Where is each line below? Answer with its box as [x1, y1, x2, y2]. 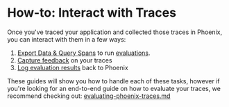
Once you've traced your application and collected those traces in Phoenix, [7, 28, 223, 36]
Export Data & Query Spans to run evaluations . [17, 49, 151, 57]
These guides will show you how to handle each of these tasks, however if [7, 76, 220, 85]
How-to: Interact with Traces [7, 5, 177, 21]
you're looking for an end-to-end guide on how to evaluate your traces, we [7, 84, 221, 92]
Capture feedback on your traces [17, 56, 112, 64]
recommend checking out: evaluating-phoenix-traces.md [7, 92, 171, 100]
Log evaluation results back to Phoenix [17, 63, 128, 72]
